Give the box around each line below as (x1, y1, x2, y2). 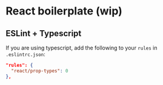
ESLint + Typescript (5, 28, 82, 39)
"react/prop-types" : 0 (11, 68, 68, 74)
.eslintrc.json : (5, 51, 46, 58)
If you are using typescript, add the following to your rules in (5, 44, 158, 51)
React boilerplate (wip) (5, 4, 122, 18)
